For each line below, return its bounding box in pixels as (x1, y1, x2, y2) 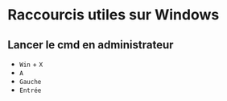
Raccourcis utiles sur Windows (7, 6, 220, 24)
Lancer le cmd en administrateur (7, 38, 174, 52)
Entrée (19, 86, 42, 95)
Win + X (19, 59, 43, 69)
